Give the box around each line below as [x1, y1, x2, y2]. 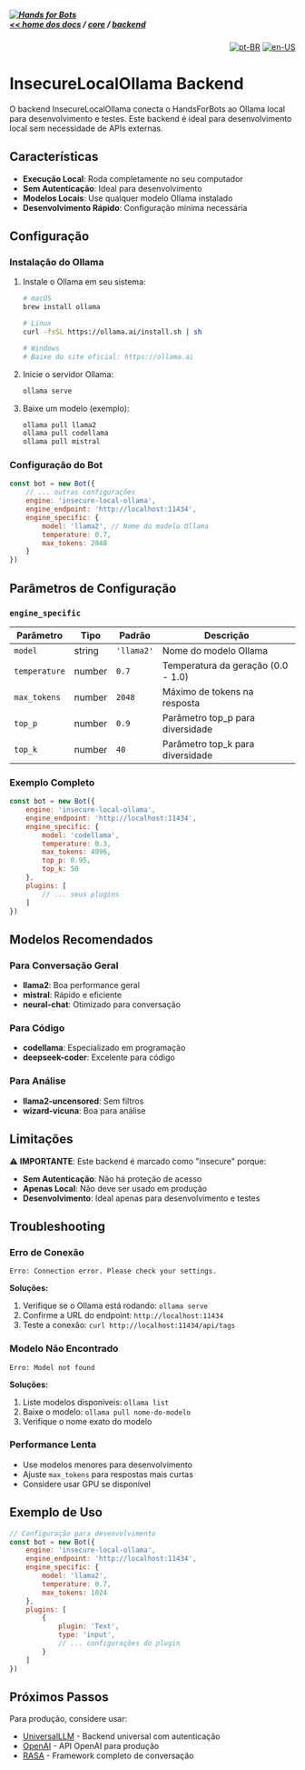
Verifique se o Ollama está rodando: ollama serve [22, 1300, 209, 1311]
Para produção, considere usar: [9, 1714, 128, 1725]
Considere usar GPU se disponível [22, 1478, 152, 1489]
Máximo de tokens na [162, 685, 254, 697]
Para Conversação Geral [9, 959, 119, 972]
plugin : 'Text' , [57, 1622, 120, 1631]
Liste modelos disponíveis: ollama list [22, 1396, 170, 1407]
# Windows [22, 344, 61, 353]
